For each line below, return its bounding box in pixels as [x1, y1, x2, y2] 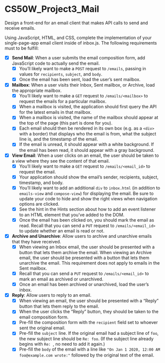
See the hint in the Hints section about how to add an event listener [19, 206, 156, 212]
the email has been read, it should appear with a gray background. [19, 147, 155, 153]
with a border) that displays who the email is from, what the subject [19, 131, 157, 137]
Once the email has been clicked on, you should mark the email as [19, 217, 154, 223]
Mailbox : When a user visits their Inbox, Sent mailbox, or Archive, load [11, 82, 155, 88]
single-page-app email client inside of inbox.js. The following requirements [4, 40, 157, 45]
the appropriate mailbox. [11, 88, 62, 93]
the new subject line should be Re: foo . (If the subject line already [19, 336, 154, 342]
